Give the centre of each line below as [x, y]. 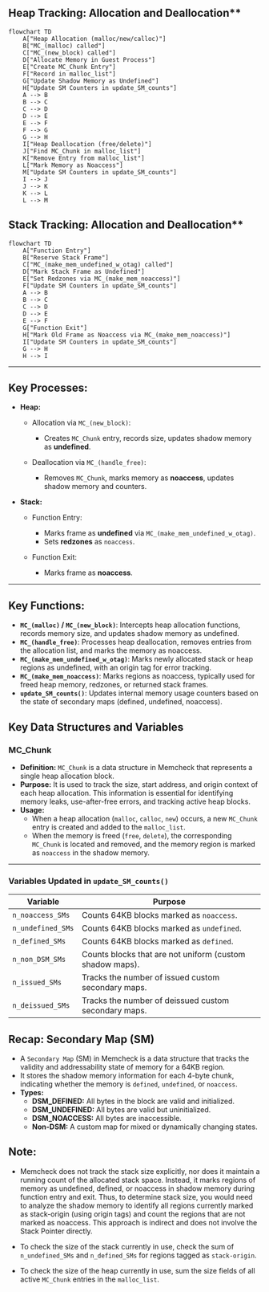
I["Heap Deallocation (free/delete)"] [87, 144]
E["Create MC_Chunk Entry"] [69, 67]
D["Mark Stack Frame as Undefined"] [84, 271]
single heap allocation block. [67, 776]
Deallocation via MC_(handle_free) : [89, 463]
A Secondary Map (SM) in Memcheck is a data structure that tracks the [134, 1058]
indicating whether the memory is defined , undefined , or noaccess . [128, 1084]
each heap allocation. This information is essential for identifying [126, 793]
